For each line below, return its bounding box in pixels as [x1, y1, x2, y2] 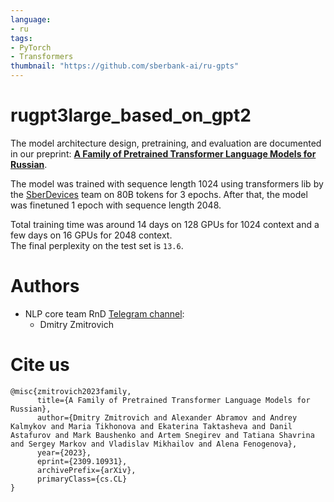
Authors [10, 275, 80, 298]
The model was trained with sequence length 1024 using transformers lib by [10, 177, 324, 190]
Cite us [10, 354, 70, 376]
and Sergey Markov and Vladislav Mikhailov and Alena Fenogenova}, [10, 439, 298, 449]
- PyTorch [10, 42, 52, 53]
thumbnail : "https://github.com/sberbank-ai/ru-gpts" [10, 61, 240, 71]
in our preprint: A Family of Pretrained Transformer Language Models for [10, 147, 317, 160]
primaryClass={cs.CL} [36, 474, 128, 484]
